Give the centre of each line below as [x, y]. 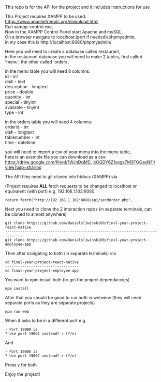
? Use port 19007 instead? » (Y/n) [41, 356]
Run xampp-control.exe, [29, 27]
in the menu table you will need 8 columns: [48, 71]
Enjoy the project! [22, 374]
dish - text [15, 81]
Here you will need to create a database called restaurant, [63, 51]
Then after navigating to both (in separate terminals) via [60, 253]
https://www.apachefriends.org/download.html [52, 22]
